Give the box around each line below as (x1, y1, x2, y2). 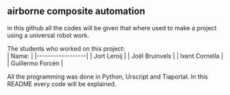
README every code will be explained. (7, 79, 117, 88)
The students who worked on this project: (7, 44, 125, 52)
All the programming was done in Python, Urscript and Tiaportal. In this (7, 72, 208, 81)
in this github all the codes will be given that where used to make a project (7, 23, 217, 32)
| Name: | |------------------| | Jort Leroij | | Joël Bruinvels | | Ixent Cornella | (7, 52, 224, 60)
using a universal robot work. (7, 31, 89, 39)
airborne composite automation (7, 6, 146, 17)
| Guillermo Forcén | (7, 59, 63, 67)
